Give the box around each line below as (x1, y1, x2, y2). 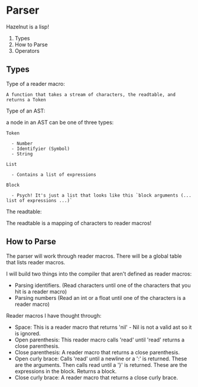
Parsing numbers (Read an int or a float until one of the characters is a (14, 294, 186, 301)
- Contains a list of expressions (11, 171, 96, 178)
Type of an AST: (6, 107, 46, 114)
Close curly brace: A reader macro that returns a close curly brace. (14, 374, 178, 381)
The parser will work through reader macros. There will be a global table (6, 252, 182, 260)
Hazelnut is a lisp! (6, 23, 49, 30)
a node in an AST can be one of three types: (6, 119, 114, 126)
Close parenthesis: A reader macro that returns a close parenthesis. (14, 348, 180, 356)
